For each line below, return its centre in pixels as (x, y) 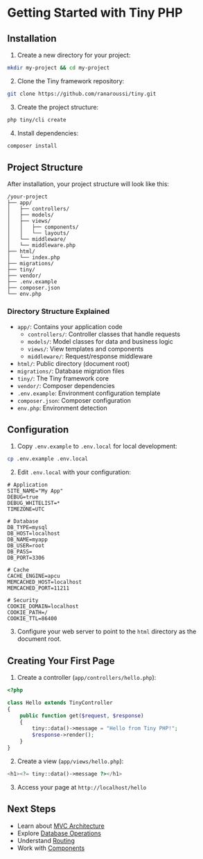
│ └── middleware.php (42, 245)
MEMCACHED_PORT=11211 (38, 588)
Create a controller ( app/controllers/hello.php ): (87, 678)
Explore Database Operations (59, 833)
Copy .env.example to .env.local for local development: (97, 447)
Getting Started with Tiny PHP (95, 13)
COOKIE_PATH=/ (28, 612)
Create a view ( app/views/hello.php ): (70, 761)
